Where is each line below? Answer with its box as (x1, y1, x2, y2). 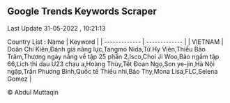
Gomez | (7, 74, 32, 83)
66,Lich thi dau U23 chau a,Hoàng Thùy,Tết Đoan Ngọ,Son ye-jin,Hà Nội (7, 59, 215, 68)
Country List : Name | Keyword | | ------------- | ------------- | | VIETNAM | (7, 38, 224, 46)
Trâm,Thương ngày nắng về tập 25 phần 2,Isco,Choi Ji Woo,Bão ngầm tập (7, 52, 220, 61)
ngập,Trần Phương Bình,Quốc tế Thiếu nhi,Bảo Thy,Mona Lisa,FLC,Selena (7, 67, 218, 75)
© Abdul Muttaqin (7, 88, 59, 96)
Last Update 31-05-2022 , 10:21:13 (7, 24, 106, 32)
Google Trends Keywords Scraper (7, 6, 157, 17)
